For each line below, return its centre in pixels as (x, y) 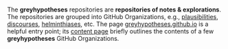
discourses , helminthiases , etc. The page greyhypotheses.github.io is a (108, 24)
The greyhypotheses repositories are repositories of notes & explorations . (114, 10)
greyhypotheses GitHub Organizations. (63, 38)
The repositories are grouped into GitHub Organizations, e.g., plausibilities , (113, 17)
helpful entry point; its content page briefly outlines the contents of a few (111, 31)
